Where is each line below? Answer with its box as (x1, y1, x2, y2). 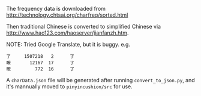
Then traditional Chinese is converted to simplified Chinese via (6, 23, 161, 30)
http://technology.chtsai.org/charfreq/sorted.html (6, 11, 128, 18)
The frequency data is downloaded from (6, 5, 106, 12)
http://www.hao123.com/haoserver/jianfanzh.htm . (6, 29, 129, 36)
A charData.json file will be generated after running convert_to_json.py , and (6, 77, 195, 83)
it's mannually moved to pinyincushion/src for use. (6, 83, 133, 90)
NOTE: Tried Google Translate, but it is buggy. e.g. (6, 41, 131, 48)
